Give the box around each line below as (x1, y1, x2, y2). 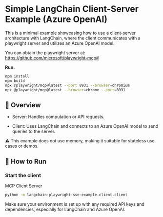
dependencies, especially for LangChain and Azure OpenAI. (5, 206, 125, 212)
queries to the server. (12, 128, 56, 135)
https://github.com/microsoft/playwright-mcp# (5, 55, 99, 60)
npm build (5, 78, 25, 83)
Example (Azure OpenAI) (5, 14, 108, 25)
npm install (5, 74, 29, 79)
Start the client (5, 172, 41, 178)
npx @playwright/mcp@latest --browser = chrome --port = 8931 (5, 87, 125, 92)
